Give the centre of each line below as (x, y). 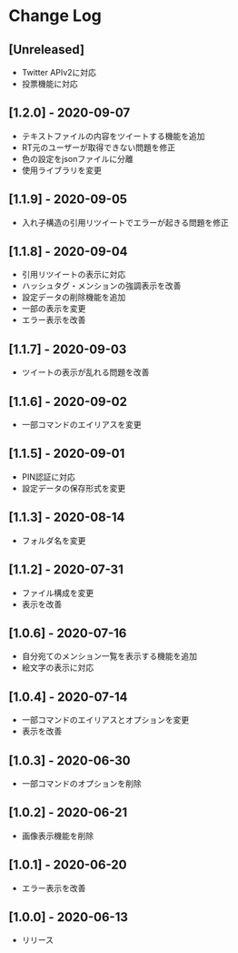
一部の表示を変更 (54, 309)
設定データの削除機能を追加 (74, 298)
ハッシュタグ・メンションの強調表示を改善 (101, 286)
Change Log (55, 16)
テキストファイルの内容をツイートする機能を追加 (113, 136)
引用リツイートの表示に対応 (74, 275)
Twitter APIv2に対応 (59, 72)
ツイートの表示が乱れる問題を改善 (85, 372)
